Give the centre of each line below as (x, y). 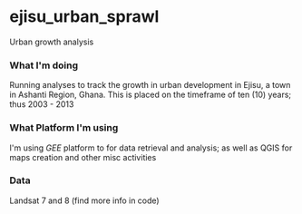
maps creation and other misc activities (83, 157)
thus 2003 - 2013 (42, 104)
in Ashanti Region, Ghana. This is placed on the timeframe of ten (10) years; (151, 95)
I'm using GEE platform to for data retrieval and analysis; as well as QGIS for (151, 148)
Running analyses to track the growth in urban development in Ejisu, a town (150, 85)
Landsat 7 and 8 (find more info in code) (85, 200)
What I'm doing (44, 65)
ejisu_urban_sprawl (84, 17)
